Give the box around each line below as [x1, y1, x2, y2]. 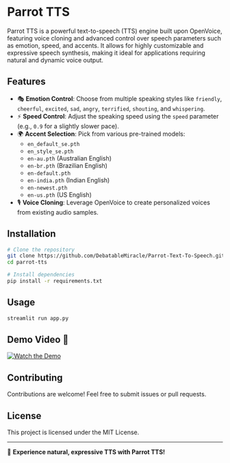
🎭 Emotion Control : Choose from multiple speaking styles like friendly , [16, 94, 222, 103]
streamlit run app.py [7, 315, 69, 322]
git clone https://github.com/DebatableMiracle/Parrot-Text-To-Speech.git [7, 252, 225, 259]
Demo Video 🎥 [7, 334, 69, 346]
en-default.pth [27, 169, 71, 177]
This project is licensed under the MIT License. [7, 428, 140, 436]
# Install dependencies [7, 272, 75, 278]
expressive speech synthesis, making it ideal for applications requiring [7, 49, 205, 57]
